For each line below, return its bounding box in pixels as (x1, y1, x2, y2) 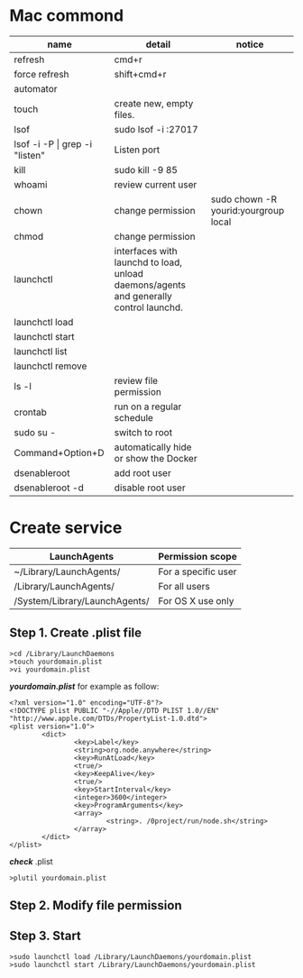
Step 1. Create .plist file (9, 626, 142, 641)
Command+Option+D (14, 446, 106, 459)
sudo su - (14, 425, 57, 438)
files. (114, 108, 135, 121)
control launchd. (114, 301, 183, 314)
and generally (114, 289, 173, 302)
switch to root (114, 425, 173, 438)
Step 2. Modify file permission (9, 898, 182, 913)
